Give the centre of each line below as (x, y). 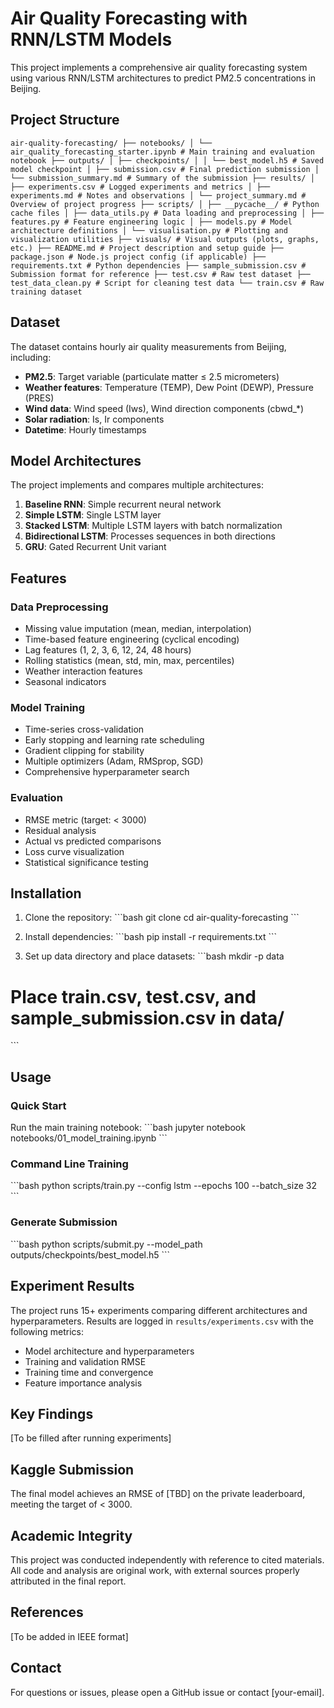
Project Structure (65, 120)
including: (31, 357)
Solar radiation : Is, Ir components (94, 419)
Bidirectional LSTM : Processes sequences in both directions (150, 536)
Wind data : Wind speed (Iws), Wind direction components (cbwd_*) (164, 408)
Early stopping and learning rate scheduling (114, 740)
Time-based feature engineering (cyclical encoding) (132, 639)
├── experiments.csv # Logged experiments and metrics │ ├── (140, 187)
